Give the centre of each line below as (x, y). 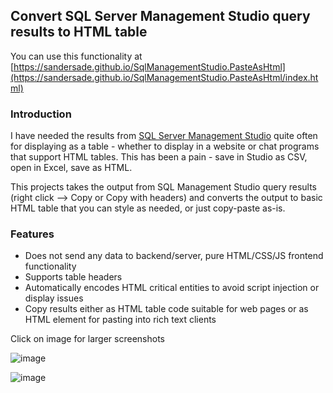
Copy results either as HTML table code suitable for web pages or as (166, 309)
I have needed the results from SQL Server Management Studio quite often (164, 136)
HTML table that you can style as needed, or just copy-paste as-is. (148, 208)
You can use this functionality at (76, 56)
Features (32, 234)
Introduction (41, 114)
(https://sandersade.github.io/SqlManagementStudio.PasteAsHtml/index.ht (164, 77)
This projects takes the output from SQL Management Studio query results (164, 187)
